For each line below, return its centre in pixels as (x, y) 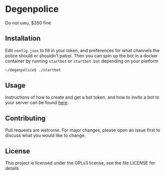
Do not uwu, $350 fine (28, 23)
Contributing (25, 118)
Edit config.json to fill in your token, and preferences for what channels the (82, 50)
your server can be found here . (37, 103)
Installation (23, 38)
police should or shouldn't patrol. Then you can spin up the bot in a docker (82, 56)
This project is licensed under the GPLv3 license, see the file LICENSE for (80, 163)
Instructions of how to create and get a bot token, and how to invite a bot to (82, 97)
